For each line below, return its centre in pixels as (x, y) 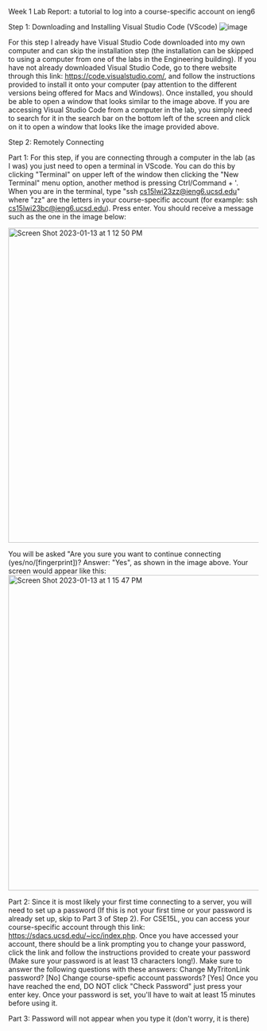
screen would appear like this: (58, 571)
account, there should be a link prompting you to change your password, (127, 944)
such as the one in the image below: (68, 217)
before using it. (33, 1003)
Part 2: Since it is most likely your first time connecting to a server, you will (130, 902)
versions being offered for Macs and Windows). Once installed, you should (130, 93)
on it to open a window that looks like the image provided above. (114, 127)
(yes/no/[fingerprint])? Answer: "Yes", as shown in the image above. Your (128, 562)
